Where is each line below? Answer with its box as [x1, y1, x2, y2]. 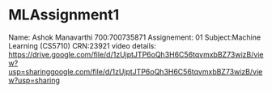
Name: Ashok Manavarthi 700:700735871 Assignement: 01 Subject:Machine [8, 32, 261, 42]
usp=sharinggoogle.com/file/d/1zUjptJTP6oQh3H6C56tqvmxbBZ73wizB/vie [8, 66, 263, 76]
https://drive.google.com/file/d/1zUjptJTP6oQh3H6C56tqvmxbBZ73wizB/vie [8, 49, 264, 59]
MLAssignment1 [8, 6, 120, 24]
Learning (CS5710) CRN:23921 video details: [8, 40, 156, 50]
